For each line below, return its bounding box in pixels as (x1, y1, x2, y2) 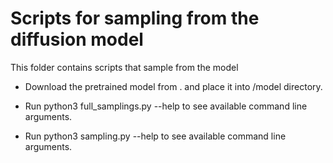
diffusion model (10, 28, 144, 51)
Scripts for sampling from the (10, 7, 260, 30)
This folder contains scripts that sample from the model (10, 61, 239, 73)
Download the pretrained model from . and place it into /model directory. (24, 80, 323, 92)
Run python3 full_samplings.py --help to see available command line (24, 100, 308, 112)
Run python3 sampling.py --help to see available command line (24, 130, 287, 142)
